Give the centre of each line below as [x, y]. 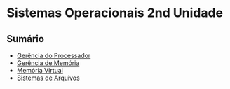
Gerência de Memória [48, 63]
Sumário [26, 39]
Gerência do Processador [54, 55]
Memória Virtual [40, 70]
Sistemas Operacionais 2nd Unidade [115, 13]
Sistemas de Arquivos [48, 78]
